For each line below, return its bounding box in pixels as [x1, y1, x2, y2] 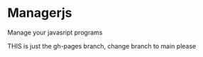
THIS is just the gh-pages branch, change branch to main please [7, 42, 197, 50]
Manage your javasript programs [7, 28, 103, 37]
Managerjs [7, 5, 72, 21]
